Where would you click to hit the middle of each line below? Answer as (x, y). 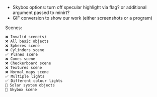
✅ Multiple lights (25, 76)
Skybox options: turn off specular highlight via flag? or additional (80, 7)
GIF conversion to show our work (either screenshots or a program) (82, 18)
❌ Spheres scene (23, 46)
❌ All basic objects (27, 41)
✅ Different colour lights (34, 81)
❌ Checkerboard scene (28, 63)
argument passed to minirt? (41, 13)
